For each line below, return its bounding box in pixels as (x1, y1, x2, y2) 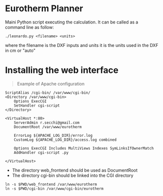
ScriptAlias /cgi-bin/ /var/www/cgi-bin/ (5, 90, 91, 95)
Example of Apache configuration (17, 81, 85, 87)
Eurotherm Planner (5, 3, 83, 14)
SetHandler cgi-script (14, 103, 60, 108)
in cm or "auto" (5, 47, 36, 53)
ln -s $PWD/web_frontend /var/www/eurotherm (5, 182, 97, 187)
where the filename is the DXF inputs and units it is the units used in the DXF (5, 42, 159, 48)
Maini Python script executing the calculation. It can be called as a (5, 19, 138, 25)
